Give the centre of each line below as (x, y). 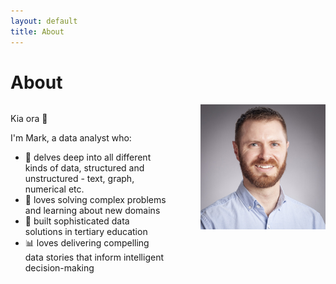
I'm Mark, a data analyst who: (71, 138)
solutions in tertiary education (86, 232)
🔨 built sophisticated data (77, 221)
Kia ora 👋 (29, 119)
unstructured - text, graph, (79, 179)
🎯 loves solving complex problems (95, 200)
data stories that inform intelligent (94, 257)
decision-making (59, 268)
